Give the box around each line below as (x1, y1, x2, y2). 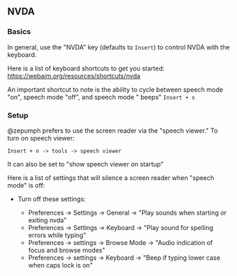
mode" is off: (7, 181, 45, 189)
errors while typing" (28, 231, 86, 239)
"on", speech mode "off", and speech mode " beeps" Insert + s (7, 92, 195, 101)
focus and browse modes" (28, 246, 106, 254)
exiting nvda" (28, 215, 67, 224)
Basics (7, 27, 31, 37)
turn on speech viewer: (7, 133, 75, 142)
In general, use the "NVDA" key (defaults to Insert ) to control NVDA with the (7, 42, 230, 52)
